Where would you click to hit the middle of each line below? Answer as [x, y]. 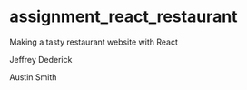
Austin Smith [33, 77]
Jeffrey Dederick [41, 59]
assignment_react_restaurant [123, 17]
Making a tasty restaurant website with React [94, 42]
